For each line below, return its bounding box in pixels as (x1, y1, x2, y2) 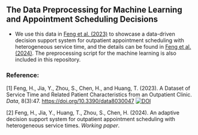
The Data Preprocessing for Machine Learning (6, 5, 182, 15)
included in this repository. (14, 55, 81, 63)
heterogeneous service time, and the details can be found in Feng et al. (14, 43, 191, 50)
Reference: (6, 71, 40, 79)
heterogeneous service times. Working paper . (6, 122, 120, 129)
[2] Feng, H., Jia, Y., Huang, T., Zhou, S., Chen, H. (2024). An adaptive (6, 109, 180, 116)
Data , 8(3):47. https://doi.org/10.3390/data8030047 (6, 98, 134, 105)
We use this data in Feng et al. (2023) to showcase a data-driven (14, 30, 175, 37)
